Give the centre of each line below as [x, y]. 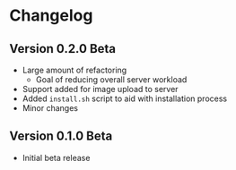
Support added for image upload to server [100, 89]
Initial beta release [56, 157]
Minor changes [50, 108]
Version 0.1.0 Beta [61, 136]
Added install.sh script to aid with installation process [124, 98]
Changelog [51, 16]
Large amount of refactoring [74, 70]
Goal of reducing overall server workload [111, 80]
